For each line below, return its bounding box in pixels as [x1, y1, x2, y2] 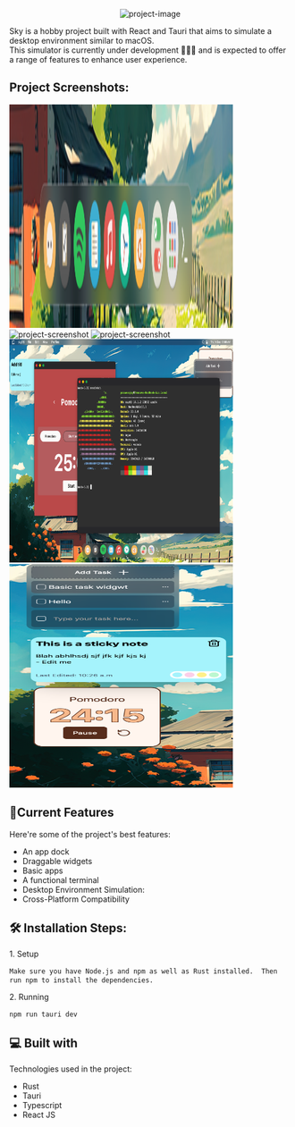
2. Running [9, 992, 49, 1003]
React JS [21, 1109, 56, 1121]
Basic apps [21, 865, 63, 876]
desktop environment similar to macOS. [9, 36, 155, 46]
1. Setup [9, 948, 39, 960]
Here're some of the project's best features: [9, 828, 172, 839]
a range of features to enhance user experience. [9, 55, 188, 64]
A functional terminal [21, 874, 100, 885]
